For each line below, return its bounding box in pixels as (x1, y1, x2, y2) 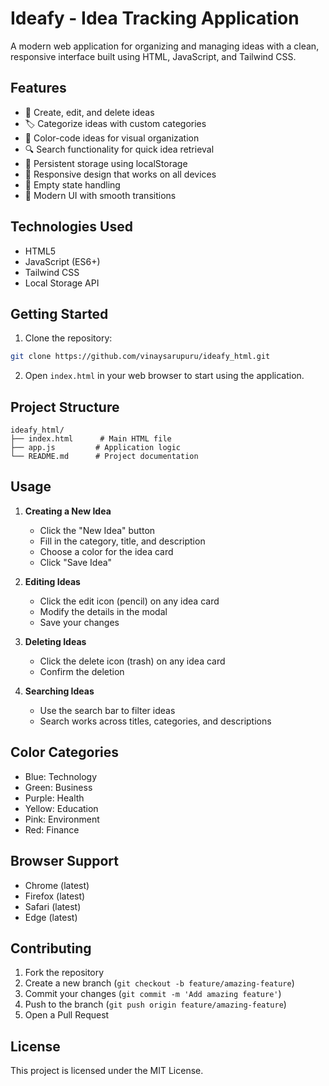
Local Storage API (24, 277, 100, 289)
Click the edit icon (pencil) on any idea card (39, 595, 220, 607)
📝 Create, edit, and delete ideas (24, 106, 155, 118)
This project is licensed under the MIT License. (10, 1065, 204, 1077)
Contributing (10, 940, 92, 957)
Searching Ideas (24, 685, 95, 697)
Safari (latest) (24, 900, 82, 912)
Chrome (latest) (24, 879, 90, 891)
